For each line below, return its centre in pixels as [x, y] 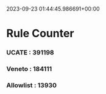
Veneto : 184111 [29, 69]
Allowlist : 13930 [31, 85]
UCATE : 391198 [30, 52]
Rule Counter [40, 34]
